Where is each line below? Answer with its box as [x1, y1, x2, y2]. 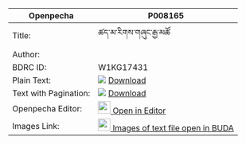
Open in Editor [112, 105, 166, 116]
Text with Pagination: [12, 88, 91, 99]
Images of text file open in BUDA [112, 123, 235, 134]
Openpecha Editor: [12, 103, 83, 114]
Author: [12, 49, 41, 60]
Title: [12, 29, 31, 41]
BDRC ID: [12, 62, 47, 72]
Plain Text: [12, 75, 52, 86]
